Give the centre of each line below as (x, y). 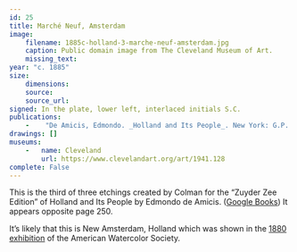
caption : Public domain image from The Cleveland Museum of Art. (149, 51)
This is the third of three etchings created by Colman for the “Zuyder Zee (143, 192)
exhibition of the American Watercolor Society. (95, 239)
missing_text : (51, 59)
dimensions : (47, 84)
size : (19, 76)
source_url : (47, 101)
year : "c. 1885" (39, 68)
